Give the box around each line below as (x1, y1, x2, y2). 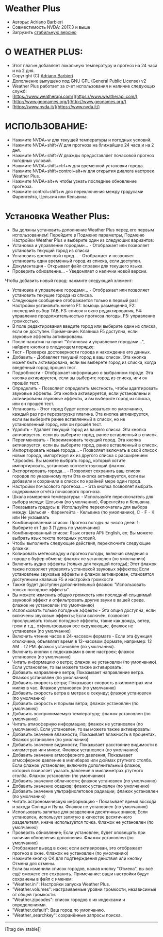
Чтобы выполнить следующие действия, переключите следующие (12, 540, 151, 546)
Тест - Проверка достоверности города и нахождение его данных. (12, 349, 151, 355)
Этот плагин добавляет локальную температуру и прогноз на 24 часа (12, 62, 158, 68)
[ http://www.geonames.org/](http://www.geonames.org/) (12, 98, 127, 105)
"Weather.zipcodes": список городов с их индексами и (12, 897, 125, 902)
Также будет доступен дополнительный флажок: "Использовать (12, 582, 146, 587)
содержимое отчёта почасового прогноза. (12, 488, 101, 494)
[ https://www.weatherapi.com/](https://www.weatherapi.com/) (12, 93, 138, 99)
